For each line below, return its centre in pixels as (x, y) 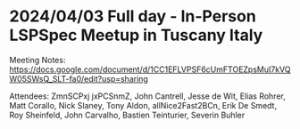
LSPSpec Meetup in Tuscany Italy (136, 35)
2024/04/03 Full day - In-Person (133, 16)
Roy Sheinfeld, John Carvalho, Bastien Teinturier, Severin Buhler (127, 115)
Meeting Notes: (37, 60)
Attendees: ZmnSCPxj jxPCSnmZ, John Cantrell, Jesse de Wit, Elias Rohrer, (147, 96)
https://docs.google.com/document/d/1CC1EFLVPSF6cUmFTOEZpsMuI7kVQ (150, 69)
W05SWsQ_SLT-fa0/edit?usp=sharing (79, 78)
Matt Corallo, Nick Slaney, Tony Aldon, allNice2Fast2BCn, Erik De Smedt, (143, 105)
